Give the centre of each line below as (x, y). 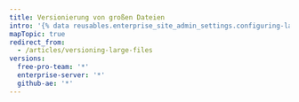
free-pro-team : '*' (53, 67)
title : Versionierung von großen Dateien (87, 17)
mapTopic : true (37, 34)
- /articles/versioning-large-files (85, 51)
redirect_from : (37, 42)
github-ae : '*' (45, 83)
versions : (28, 59)
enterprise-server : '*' (61, 75)
